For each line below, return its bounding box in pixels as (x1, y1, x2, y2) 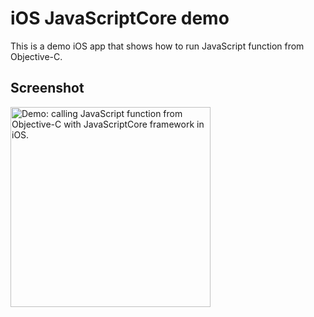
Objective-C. (10, 50, 63, 62)
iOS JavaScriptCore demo (10, 7, 230, 30)
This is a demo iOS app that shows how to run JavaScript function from (10, 40, 305, 52)
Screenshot (10, 80, 85, 97)
